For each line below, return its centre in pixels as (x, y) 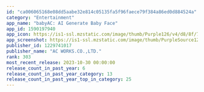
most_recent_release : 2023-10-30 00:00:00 (61, 62)
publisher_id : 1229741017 (39, 46)
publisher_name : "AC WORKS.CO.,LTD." (54, 51)
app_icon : (19, 34)
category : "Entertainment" (40, 18)
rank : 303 (19, 57)
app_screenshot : (27, 40)
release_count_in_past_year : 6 (46, 68)
